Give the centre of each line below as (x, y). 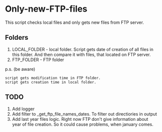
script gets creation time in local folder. (51, 82)
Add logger (23, 109)
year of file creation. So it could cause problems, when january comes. (83, 124)
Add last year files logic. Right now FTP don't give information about (80, 119)
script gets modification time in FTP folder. (53, 78)
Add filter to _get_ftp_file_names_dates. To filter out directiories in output (84, 114)
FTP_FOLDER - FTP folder (38, 60)
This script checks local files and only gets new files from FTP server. (74, 22)
